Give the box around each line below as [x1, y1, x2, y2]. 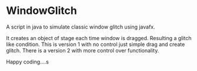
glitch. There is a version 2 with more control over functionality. [6, 47, 159, 54]
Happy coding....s [6, 58, 49, 65]
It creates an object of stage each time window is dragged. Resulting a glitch [6, 34, 192, 41]
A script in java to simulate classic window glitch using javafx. [6, 23, 156, 30]
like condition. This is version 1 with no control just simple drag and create [6, 41, 185, 48]
